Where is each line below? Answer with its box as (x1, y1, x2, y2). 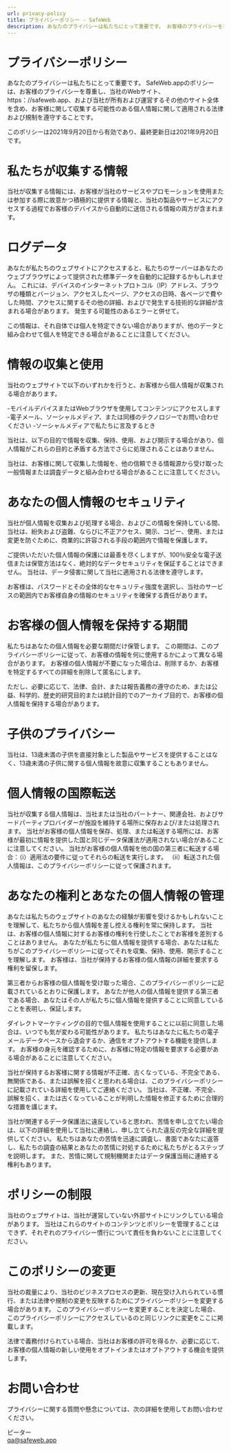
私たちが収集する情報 (7, 163, 129, 179)
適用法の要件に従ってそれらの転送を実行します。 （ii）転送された (30, 852, 214, 861)
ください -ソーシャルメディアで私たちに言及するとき (7, 422, 156, 430)
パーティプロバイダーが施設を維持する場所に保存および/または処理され (19, 818, 220, 827)
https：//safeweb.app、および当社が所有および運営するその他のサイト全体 (7, 96, 219, 104)
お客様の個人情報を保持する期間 (7, 618, 188, 634)
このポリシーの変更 (7, 1264, 116, 1279)
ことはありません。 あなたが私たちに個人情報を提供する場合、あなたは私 (7, 938, 214, 946)
